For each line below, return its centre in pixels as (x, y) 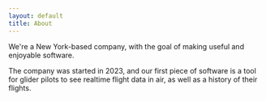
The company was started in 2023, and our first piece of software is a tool (133, 70)
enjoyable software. (41, 55)
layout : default (36, 16)
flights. (20, 88)
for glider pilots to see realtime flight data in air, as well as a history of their (133, 79)
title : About (30, 23)
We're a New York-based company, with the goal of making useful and (127, 46)
